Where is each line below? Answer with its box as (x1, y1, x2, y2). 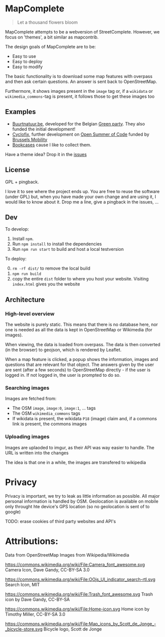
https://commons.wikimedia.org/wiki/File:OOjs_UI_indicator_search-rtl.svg (5, 576, 156, 582)
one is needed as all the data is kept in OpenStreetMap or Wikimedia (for (5, 327, 153, 333)
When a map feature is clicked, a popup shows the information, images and (5, 357, 159, 362)
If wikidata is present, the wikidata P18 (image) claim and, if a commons (12, 416, 157, 422)
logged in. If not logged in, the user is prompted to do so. (5, 372, 121, 378)
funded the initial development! (12, 126, 75, 132)
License (5, 166, 30, 174)
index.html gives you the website (12, 281, 80, 287)
